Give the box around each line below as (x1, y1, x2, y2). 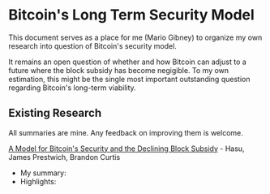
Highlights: (19, 176, 57, 186)
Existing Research (8, 106, 102, 120)
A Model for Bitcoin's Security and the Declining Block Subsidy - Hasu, (8, 144, 245, 153)
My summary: (19, 168, 66, 178)
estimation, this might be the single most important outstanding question (8, 74, 251, 84)
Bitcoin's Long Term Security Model (8, 6, 255, 24)
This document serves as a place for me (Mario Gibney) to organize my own (8, 32, 263, 42)
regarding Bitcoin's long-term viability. (8, 83, 136, 93)
